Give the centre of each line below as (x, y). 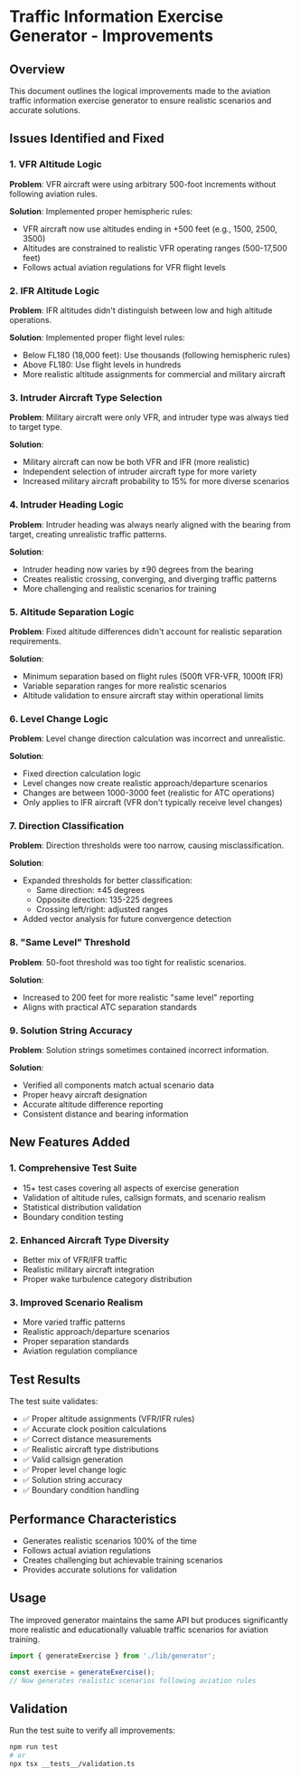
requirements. (35, 641)
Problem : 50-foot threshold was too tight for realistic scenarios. (128, 962)
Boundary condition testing (73, 1216)
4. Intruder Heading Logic (66, 505)
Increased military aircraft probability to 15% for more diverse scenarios (156, 481)
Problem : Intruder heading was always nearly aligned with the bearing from (150, 524)
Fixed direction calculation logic (82, 774)
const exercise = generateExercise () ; (82, 1672)
